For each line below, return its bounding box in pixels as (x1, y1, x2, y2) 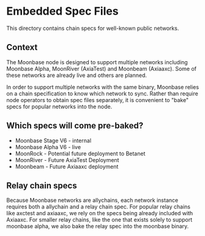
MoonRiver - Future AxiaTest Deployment (15, 156, 119, 163)
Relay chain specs (6, 180, 78, 191)
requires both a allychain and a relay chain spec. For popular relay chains (6, 203, 191, 210)
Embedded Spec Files (6, 4, 119, 18)
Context (6, 42, 38, 53)
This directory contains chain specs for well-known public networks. (6, 24, 179, 32)
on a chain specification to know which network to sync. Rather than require (6, 90, 199, 97)
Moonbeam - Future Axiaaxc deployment (15, 163, 119, 170)
